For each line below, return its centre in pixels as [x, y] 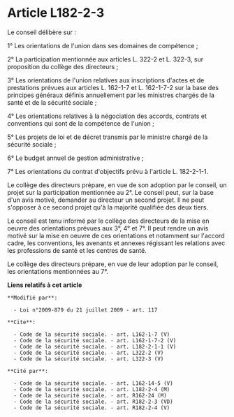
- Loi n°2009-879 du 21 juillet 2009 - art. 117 [86, 310]
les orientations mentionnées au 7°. [58, 271]
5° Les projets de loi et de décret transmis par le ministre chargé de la [108, 137]
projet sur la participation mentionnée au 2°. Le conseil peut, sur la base [111, 192]
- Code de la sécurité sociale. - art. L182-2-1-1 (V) [95, 346]
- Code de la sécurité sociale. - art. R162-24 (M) [90, 395]
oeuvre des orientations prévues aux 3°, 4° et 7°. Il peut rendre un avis [108, 228]
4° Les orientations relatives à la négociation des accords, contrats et [107, 116]
